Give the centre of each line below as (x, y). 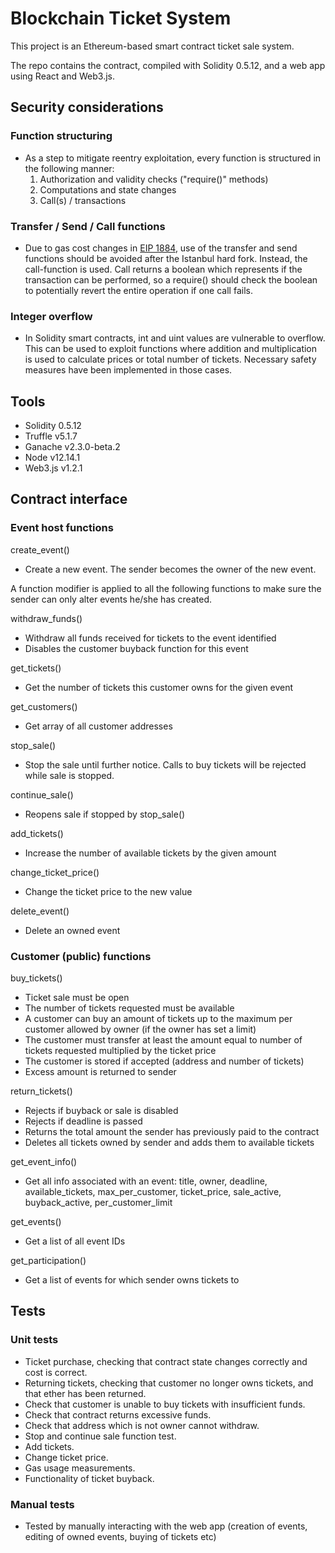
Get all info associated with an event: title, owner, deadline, (146, 1181)
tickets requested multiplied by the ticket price (120, 1051)
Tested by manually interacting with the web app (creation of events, (166, 1526)
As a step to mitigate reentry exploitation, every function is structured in (173, 158)
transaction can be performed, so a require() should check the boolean (171, 279)
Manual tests (42, 1504)
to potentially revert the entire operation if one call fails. (138, 290)
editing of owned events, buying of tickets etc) (120, 1536)
